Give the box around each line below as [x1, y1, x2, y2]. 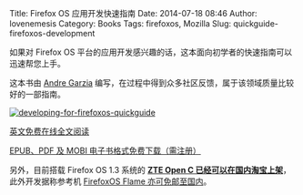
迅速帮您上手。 [9, 58, 66, 68]
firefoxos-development [9, 28, 96, 38]
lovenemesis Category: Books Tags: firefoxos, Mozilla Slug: [9, 18, 232, 29]
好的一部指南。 [9, 89, 66, 99]
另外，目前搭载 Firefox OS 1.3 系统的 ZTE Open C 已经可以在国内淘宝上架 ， [9, 165, 291, 175]
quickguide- [233, 18, 279, 29]
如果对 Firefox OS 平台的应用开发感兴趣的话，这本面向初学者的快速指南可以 [9, 46, 293, 57]
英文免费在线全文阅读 [9, 126, 89, 137]
